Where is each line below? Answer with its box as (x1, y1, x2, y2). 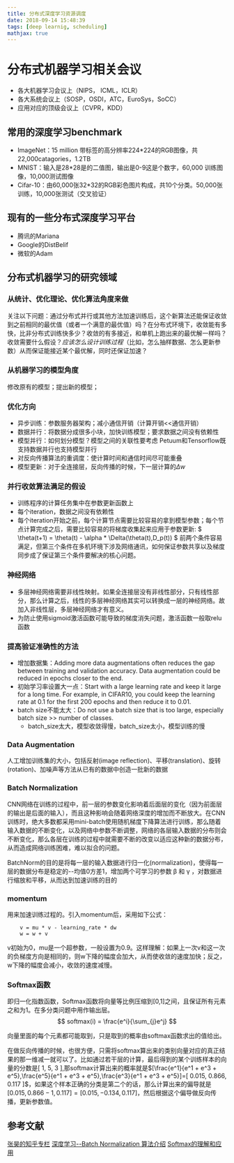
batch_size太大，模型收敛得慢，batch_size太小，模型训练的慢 (27, 721, 205, 730)
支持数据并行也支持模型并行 (17, 445, 97, 453)
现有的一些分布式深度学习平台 (7, 212, 136, 224)
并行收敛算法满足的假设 (7, 482, 86, 492)
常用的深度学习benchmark (7, 126, 123, 138)
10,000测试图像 (29, 172, 75, 180)
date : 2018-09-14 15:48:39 (7, 17, 86, 24)
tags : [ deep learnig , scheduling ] (7, 23, 108, 30)
